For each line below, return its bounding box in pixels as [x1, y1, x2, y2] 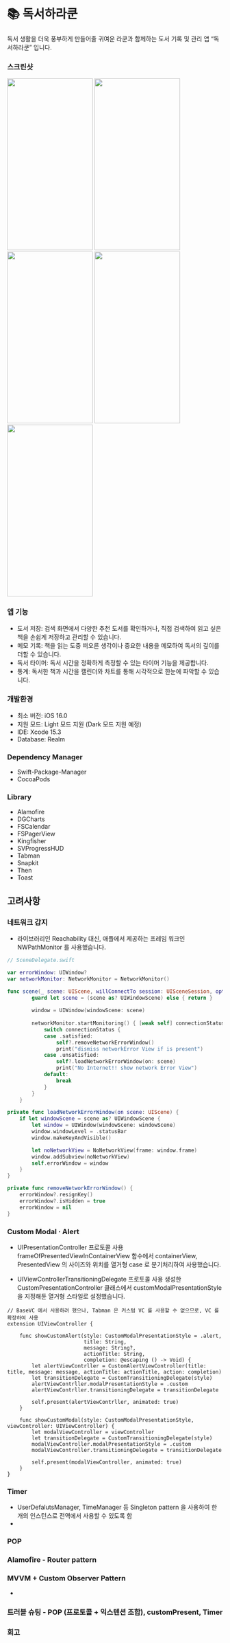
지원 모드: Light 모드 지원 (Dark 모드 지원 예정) [16, 719, 142, 728]
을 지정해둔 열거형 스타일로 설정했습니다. [16, 1292, 125, 1300]
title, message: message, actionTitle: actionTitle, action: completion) [7, 1368, 222, 1375]
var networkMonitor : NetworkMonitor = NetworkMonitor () [7, 975, 170, 983]
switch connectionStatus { [43, 1026, 121, 1033]
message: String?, [83, 1344, 136, 1351]
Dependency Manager [7, 752, 84, 761]
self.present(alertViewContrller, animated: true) [31, 1398, 179, 1405]
